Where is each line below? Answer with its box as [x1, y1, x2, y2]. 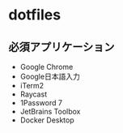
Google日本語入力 [19, 71, 81, 81]
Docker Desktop [19, 115, 74, 125]
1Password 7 [19, 98, 63, 107]
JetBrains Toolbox [19, 107, 81, 116]
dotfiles [8, 6, 61, 24]
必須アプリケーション [8, 40, 115, 54]
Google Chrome [19, 62, 74, 71]
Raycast [19, 89, 47, 99]
